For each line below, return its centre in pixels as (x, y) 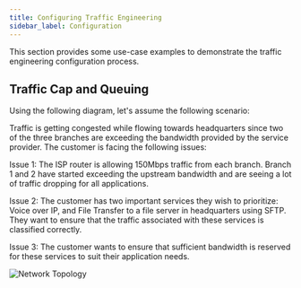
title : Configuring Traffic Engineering (86, 17)
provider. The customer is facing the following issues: (108, 147)
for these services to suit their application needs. (99, 257)
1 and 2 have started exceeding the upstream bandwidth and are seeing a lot (150, 174)
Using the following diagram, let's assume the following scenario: (129, 111)
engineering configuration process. (74, 61)
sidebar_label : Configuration (66, 26)
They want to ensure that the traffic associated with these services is (137, 220)
